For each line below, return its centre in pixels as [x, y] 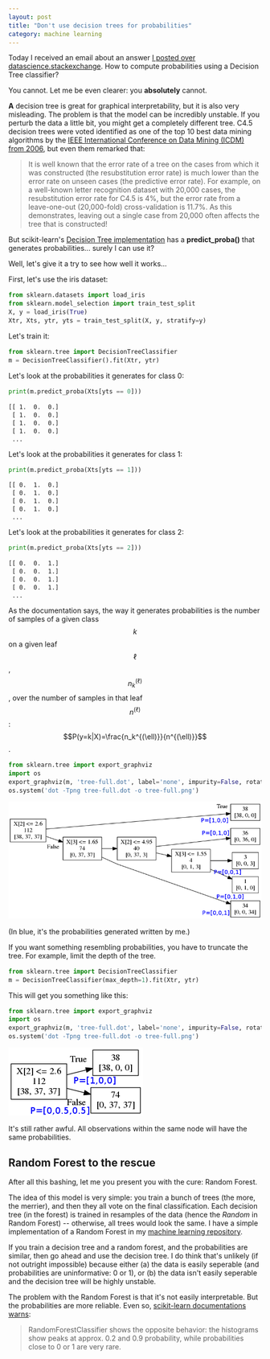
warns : [20, 1314]
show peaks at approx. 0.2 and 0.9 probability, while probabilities [136, 1338]
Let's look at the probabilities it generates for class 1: [96, 454]
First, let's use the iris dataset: [58, 279]
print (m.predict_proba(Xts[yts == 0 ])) [75, 391]
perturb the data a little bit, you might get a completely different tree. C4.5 [131, 123]
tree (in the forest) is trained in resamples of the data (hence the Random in [133, 1214]
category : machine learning [55, 34]
